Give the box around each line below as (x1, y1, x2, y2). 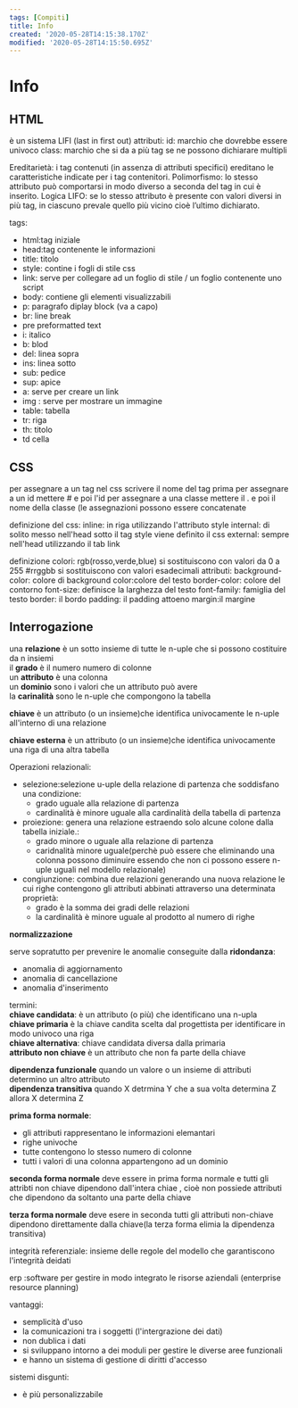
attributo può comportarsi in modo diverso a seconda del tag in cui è (9, 181, 261, 192)
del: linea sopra (21, 349, 79, 360)
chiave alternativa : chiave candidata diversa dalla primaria (9, 1037, 226, 1048)
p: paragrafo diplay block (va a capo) (21, 301, 159, 312)
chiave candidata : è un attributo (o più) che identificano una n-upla (9, 1009, 258, 1020)
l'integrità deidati (9, 1255, 71, 1265)
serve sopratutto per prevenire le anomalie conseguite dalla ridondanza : (9, 946, 277, 957)
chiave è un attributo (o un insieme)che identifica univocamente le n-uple (9, 708, 279, 718)
